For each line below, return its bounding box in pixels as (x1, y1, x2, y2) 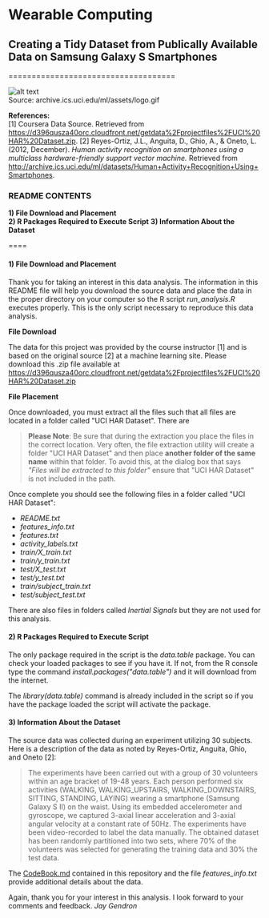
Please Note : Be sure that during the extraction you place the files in (27, 431, 255, 441)
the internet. (8, 675, 49, 685)
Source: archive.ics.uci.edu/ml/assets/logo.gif (8, 95, 160, 105)
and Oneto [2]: (8, 752, 57, 762)
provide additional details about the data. (8, 876, 143, 886)
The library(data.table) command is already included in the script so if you (8, 691, 254, 700)
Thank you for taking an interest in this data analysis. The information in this (8, 277, 259, 287)
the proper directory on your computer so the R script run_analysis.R (8, 294, 235, 303)
